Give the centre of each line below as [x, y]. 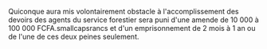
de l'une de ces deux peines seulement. [74, 36]
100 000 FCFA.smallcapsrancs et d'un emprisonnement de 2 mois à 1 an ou [132, 28]
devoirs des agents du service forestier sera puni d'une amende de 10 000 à [133, 20]
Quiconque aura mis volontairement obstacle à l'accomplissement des [124, 11]
